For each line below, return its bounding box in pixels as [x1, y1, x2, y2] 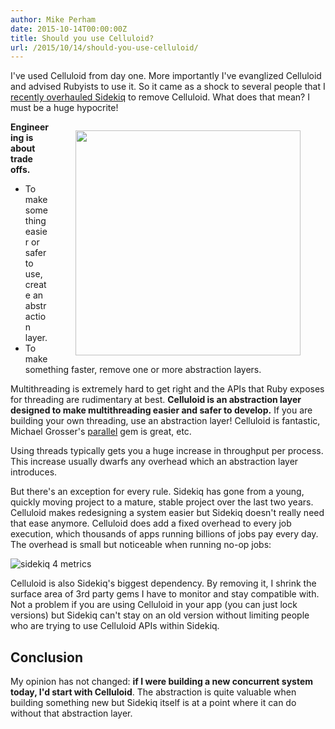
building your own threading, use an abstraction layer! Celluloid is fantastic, [10, 415, 321, 427]
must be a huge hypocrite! [10, 102, 119, 114]
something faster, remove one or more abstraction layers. [24, 364, 262, 376]
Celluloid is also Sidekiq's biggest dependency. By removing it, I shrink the [10, 577, 317, 590]
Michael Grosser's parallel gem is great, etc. [10, 426, 192, 438]
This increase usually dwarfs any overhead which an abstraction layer [10, 456, 299, 468]
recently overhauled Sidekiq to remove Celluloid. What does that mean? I [10, 91, 310, 103]
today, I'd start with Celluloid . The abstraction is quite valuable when [10, 686, 297, 698]
